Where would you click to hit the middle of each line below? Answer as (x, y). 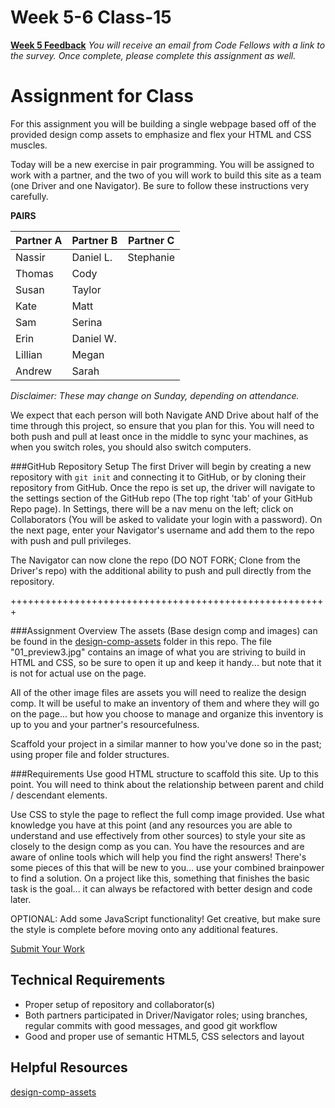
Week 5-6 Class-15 (91, 17)
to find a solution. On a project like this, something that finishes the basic (160, 878)
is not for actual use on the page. (78, 673)
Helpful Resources (69, 1067)
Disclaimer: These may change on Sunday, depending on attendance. (155, 395)
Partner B (94, 240)
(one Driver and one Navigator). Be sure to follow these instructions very (160, 185)
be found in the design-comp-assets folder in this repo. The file (141, 641)
